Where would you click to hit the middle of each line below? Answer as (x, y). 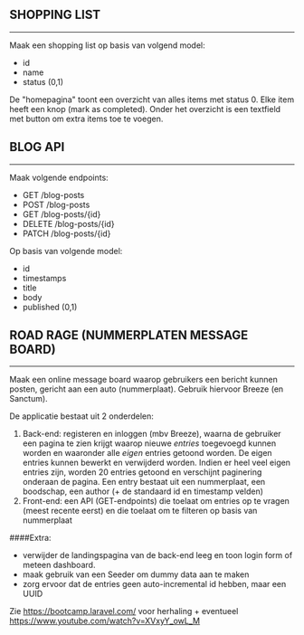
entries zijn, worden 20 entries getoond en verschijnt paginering (142, 472)
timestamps (44, 278)
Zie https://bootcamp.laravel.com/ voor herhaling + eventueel (124, 611)
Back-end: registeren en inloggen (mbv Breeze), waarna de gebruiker (152, 434)
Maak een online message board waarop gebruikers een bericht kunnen (143, 380)
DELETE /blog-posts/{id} (68, 223)
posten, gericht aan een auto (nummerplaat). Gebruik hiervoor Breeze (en (147, 389)
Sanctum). (28, 399)
